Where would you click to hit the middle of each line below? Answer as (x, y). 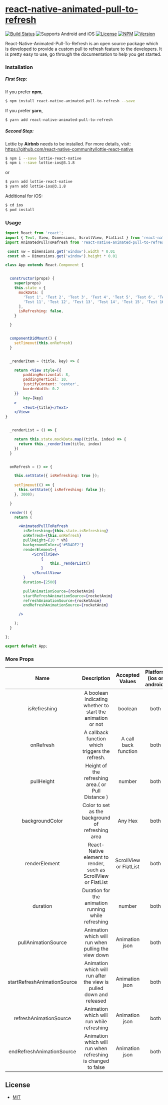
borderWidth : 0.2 (41, 389)
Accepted (128, 675)
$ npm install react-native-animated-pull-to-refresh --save (70, 101)
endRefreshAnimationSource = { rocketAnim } (66, 605)
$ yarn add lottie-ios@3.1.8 (35, 187)
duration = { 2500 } (40, 582)
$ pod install (20, 210)
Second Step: (19, 131)
